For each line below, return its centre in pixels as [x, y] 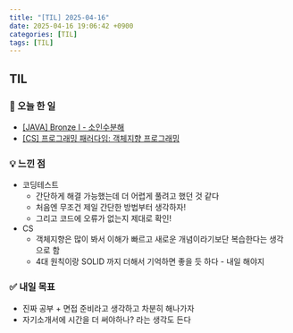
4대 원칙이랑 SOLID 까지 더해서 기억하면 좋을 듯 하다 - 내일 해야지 [150, 261]
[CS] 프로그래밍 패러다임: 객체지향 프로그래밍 [101, 138]
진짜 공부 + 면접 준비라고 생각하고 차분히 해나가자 [108, 308]
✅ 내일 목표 [32, 287]
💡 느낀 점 [28, 164]
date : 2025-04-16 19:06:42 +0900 [71, 26]
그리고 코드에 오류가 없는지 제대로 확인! [104, 218]
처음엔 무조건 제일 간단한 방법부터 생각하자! [111, 208]
